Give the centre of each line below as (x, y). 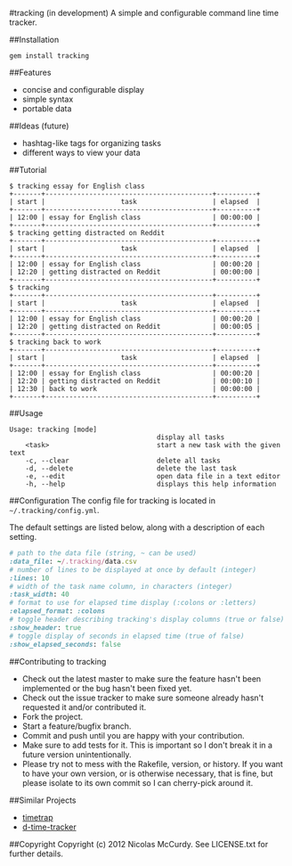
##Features (30, 72)
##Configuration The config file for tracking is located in (113, 501)
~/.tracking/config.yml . (54, 510)
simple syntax (48, 99)
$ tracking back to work (55, 342)
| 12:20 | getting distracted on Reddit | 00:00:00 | (135, 272)
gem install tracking (49, 56)
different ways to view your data (81, 152)
